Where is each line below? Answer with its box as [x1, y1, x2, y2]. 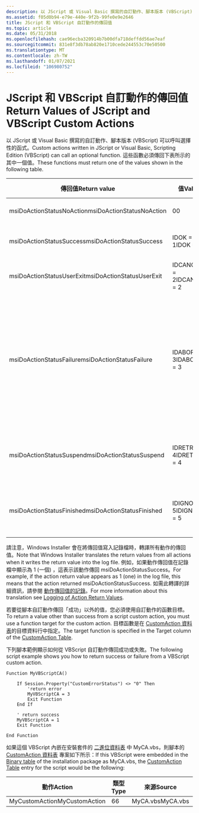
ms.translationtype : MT [6, 47, 65, 53]
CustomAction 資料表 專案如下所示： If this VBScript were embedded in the [6, 751, 188, 759]
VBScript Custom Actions [6, 117, 134, 130]
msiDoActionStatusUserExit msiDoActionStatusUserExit [9, 272, 162, 280]
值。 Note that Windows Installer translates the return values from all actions [6, 551, 191, 558]
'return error [27, 686, 62, 692]
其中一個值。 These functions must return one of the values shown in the [6, 159, 184, 166]
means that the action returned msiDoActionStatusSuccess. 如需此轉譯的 [6, 580, 185, 587]
